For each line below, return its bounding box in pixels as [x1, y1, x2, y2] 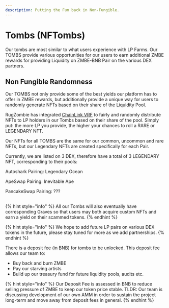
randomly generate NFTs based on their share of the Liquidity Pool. [5, 102, 147, 108]
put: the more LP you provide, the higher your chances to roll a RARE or [5, 123, 155, 129]
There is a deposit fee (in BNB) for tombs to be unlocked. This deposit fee [5, 245, 160, 251]
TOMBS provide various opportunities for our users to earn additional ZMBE [5, 52, 164, 58]
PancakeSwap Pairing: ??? [5, 188, 61, 195]
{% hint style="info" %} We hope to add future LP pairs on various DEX [5, 224, 155, 230]
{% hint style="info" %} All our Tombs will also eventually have [5, 203, 137, 209]
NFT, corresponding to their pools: [5, 159, 78, 165]
